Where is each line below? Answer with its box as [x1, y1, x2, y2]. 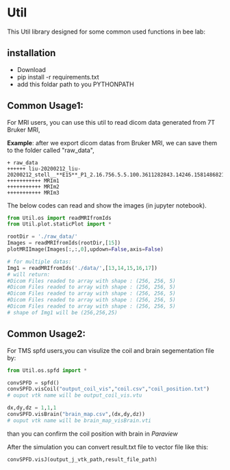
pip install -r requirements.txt [16, 73, 99, 81]
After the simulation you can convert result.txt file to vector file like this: [7, 443, 209, 451]
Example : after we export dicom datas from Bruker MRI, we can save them [7, 138, 218, 147]
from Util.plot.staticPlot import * [7, 221, 112, 227]
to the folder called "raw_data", [7, 146, 94, 154]
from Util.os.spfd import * [7, 367, 88, 374]
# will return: [7, 271, 51, 278]
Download [16, 65, 47, 73]
